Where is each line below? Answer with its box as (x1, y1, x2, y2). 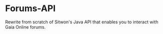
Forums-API (5, 3, 56, 14)
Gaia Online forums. (5, 24, 46, 30)
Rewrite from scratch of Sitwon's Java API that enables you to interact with (5, 19, 159, 25)
